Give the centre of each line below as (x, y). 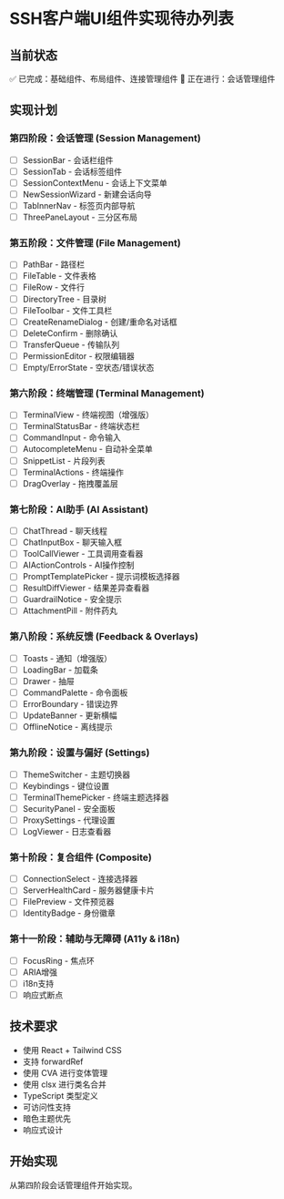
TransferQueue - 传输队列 (71, 344)
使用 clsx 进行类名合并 (65, 1084)
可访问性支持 (46, 1107)
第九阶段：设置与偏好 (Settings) (80, 753)
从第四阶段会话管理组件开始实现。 (73, 1184)
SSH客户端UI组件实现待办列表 (122, 19)
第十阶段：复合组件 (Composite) (81, 857)
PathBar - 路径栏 (54, 264)
